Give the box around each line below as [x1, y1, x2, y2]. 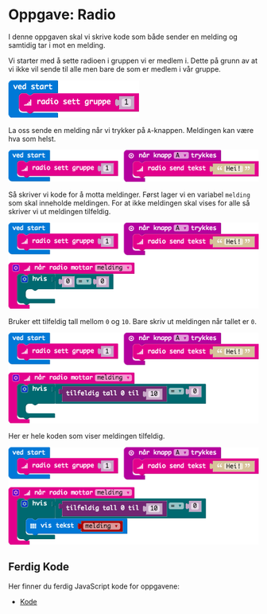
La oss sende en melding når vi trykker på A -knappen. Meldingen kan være [8, 125, 254, 135]
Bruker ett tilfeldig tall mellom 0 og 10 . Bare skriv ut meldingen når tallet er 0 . [8, 317, 257, 327]
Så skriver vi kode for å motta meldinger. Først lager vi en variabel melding [8, 190, 250, 200]
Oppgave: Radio [8, 6, 117, 24]
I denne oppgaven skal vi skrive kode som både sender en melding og [8, 32, 238, 41]
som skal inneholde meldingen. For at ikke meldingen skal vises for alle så [8, 198, 250, 208]
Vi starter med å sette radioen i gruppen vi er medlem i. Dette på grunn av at [8, 56, 258, 65]
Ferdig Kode [8, 560, 70, 574]
